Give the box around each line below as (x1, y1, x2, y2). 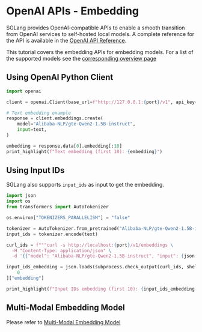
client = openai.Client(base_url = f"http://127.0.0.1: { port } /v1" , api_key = (6, 99, 198, 105)
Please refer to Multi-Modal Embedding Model (6, 318, 121, 325)
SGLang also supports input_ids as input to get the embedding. (6, 181, 164, 189)
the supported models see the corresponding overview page (6, 55, 157, 62)
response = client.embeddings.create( (6, 115, 103, 121)
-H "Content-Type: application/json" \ (11, 247, 112, 253)
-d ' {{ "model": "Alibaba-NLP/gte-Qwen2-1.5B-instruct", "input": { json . (11, 253, 198, 259)
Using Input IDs (6, 165, 65, 175)
